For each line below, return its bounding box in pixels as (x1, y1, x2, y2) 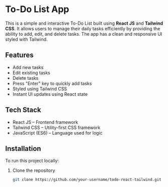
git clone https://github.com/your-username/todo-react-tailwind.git (12, 177, 162, 182)
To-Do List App (5, 4, 69, 15)
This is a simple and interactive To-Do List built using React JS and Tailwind (5, 20, 163, 26)
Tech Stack (5, 106, 41, 114)
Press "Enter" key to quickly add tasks (12, 80, 92, 86)
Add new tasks (12, 64, 44, 70)
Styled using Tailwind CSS (12, 86, 67, 92)
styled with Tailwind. (5, 36, 48, 42)
